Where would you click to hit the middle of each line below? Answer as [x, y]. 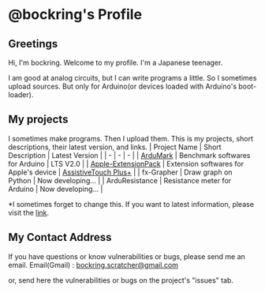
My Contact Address [60, 237]
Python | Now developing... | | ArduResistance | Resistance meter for [120, 180]
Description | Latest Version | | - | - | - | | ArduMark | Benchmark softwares [129, 155]
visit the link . [29, 212]
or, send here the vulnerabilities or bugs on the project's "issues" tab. [121, 280]
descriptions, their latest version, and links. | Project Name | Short [115, 147]
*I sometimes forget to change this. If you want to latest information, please [131, 204]
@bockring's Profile [75, 15]
